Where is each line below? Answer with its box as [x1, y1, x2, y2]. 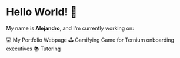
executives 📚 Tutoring [6, 45, 61, 52]
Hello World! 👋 [6, 5, 78, 19]
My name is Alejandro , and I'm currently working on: [6, 25, 134, 32]
